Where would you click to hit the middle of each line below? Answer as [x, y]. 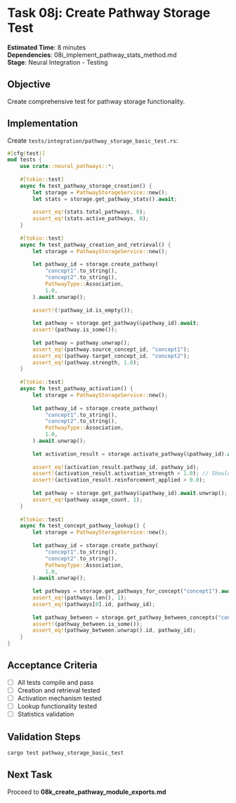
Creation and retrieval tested [59, 690]
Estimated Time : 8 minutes [47, 47]
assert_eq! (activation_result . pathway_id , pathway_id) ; [116, 467]
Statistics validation [46, 714]
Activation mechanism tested [59, 698]
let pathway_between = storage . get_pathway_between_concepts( [125, 617]
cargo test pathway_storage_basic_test [66, 753]
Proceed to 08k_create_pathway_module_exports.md [87, 792]
